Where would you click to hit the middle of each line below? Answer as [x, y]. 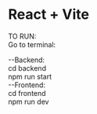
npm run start [30, 76]
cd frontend [27, 93]
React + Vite [49, 15]
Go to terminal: [32, 44]
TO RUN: [22, 36]
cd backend [27, 68]
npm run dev [29, 101]
